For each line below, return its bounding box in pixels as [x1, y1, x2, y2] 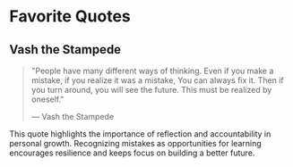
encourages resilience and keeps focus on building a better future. [9, 147, 255, 158]
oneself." [30, 94, 65, 104]
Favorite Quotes [9, 6, 132, 27]
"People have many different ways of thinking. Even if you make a [30, 65, 274, 76]
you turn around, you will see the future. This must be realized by [30, 85, 272, 95]
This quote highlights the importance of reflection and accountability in [9, 129, 271, 139]
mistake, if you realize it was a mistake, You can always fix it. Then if [30, 75, 284, 86]
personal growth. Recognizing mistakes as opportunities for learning [9, 138, 262, 148]
